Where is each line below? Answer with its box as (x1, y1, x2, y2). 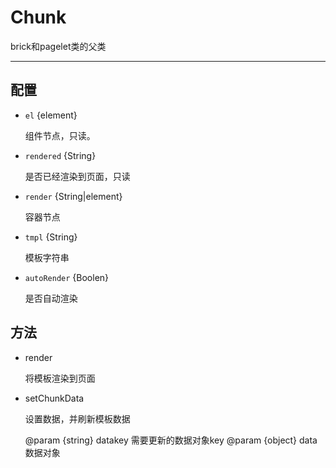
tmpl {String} (24, 231, 78, 243)
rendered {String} (24, 149, 97, 161)
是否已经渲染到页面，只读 (24, 170, 131, 182)
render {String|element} (24, 190, 123, 202)
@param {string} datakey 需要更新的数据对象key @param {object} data (24, 434, 318, 446)
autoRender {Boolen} (24, 271, 110, 283)
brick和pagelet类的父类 (10, 40, 107, 52)
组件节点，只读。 (24, 129, 96, 141)
